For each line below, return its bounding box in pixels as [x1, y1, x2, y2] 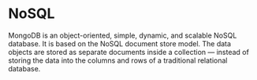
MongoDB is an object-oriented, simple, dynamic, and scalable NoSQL [8, 31, 237, 40]
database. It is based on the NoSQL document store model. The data [8, 38, 231, 48]
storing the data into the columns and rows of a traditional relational [8, 56, 228, 65]
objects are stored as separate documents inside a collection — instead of [8, 47, 250, 56]
